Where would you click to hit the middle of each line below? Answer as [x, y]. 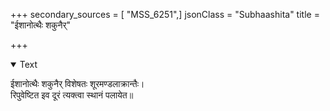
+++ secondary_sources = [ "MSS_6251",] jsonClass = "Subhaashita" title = [165, 14]
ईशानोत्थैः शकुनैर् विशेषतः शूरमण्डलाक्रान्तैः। [77, 83]
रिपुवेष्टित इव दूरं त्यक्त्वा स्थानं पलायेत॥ [72, 95]
